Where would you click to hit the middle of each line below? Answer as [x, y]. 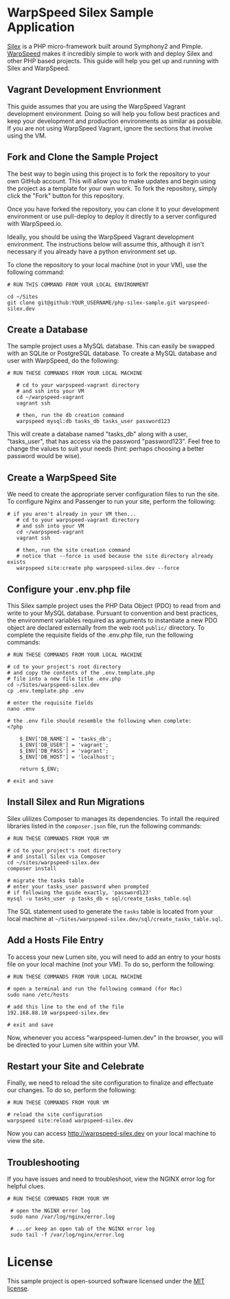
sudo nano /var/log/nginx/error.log [62, 1217]
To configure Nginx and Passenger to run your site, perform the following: [112, 501]
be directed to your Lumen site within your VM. [73, 1045]
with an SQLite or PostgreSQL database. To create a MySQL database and [112, 353]
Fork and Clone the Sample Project [83, 157]
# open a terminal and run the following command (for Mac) [95, 989]
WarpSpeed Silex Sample [81, 13]
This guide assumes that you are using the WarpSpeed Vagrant [96, 106]
